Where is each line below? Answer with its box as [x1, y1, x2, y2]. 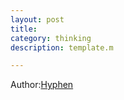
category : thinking [10, 33, 92, 43]
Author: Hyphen [10, 79, 74, 91]
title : [10, 24, 38, 34]
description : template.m [10, 42, 114, 53]
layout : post [10, 14, 65, 25]
